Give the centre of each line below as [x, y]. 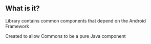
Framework [17, 26]
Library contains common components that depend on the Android [76, 20]
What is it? [23, 8]
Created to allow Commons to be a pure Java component [66, 36]
